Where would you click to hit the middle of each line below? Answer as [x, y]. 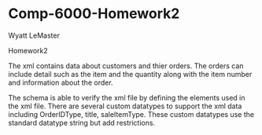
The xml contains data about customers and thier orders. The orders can [126, 66]
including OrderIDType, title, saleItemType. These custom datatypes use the [131, 114]
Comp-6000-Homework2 [94, 14]
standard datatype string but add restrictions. [82, 122]
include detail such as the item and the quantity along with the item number [130, 74]
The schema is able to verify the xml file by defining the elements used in [127, 97]
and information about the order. [61, 82]
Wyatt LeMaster [34, 35]
